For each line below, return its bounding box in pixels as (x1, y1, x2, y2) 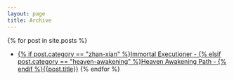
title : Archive (7, 17, 52, 24)
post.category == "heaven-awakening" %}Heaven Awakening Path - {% (17, 57, 227, 65)
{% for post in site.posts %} (7, 36, 88, 44)
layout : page (7, 10, 46, 18)
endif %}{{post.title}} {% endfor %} (17, 65, 121, 73)
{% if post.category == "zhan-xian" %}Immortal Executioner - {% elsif (17, 50, 221, 58)
